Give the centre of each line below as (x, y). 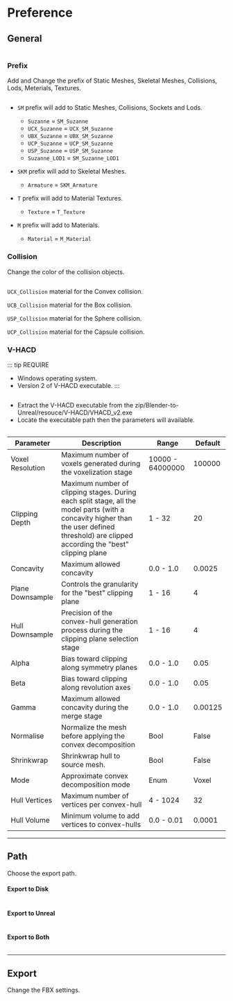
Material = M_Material (59, 239)
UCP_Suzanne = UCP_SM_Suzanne (70, 143)
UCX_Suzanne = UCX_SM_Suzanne (70, 128)
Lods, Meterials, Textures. (44, 88)
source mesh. (84, 764)
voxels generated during (101, 463)
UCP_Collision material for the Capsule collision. (76, 332)
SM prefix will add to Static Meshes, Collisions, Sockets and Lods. (110, 108)
